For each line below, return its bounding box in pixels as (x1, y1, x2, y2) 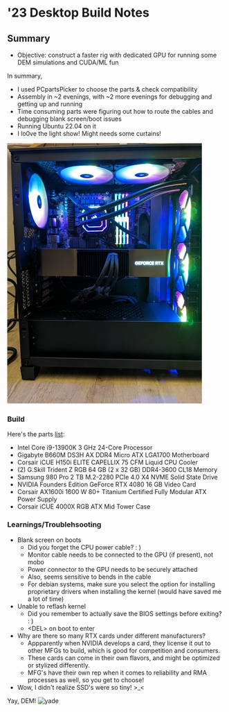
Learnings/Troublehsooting (7, 520, 102, 529)
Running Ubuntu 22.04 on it (17, 122, 97, 130)
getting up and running (17, 100, 83, 108)
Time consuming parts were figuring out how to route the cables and (17, 108, 213, 115)
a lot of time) (27, 595, 64, 603)
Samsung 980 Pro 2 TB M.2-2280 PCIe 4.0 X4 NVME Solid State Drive (17, 473, 218, 482)
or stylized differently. (27, 661, 90, 669)
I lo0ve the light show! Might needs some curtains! (17, 130, 161, 137)
